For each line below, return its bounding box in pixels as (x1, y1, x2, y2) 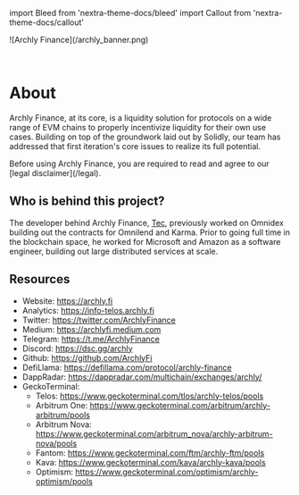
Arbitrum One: (35, 399, 88, 410)
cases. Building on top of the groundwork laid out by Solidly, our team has (9, 131, 281, 142)
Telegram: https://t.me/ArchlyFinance (21, 333, 161, 344)
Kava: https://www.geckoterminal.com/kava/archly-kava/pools (35, 457, 266, 467)
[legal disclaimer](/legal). (9, 167, 101, 178)
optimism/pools (35, 475, 94, 486)
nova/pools (35, 438, 78, 449)
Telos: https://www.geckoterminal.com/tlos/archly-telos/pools (35, 390, 264, 401)
